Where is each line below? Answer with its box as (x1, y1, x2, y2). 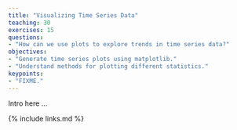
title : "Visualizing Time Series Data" (8, 11, 139, 20)
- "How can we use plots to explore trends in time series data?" (8, 41, 230, 49)
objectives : (8, 48, 47, 56)
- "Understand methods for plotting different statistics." (8, 63, 210, 70)
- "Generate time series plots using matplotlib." (8, 56, 177, 63)
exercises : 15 (8, 26, 55, 34)
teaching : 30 (8, 19, 51, 27)
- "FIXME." (8, 77, 44, 85)
